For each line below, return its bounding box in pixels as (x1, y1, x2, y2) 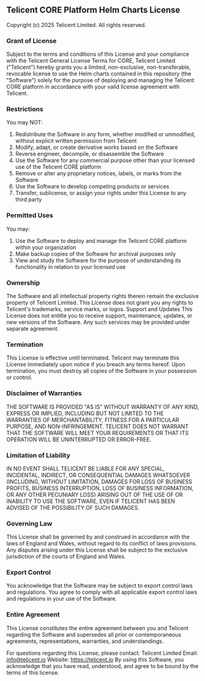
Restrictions (6, 105, 44, 113)
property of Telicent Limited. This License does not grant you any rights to (6, 299, 193, 306)
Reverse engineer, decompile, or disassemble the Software (15, 150, 164, 158)
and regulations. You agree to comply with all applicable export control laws (6, 588, 198, 596)
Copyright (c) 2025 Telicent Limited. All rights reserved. (6, 21, 147, 28)
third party (15, 196, 42, 203)
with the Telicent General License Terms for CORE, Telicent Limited (6, 57, 176, 64)
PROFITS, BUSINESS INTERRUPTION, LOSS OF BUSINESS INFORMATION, (6, 484, 194, 491)
